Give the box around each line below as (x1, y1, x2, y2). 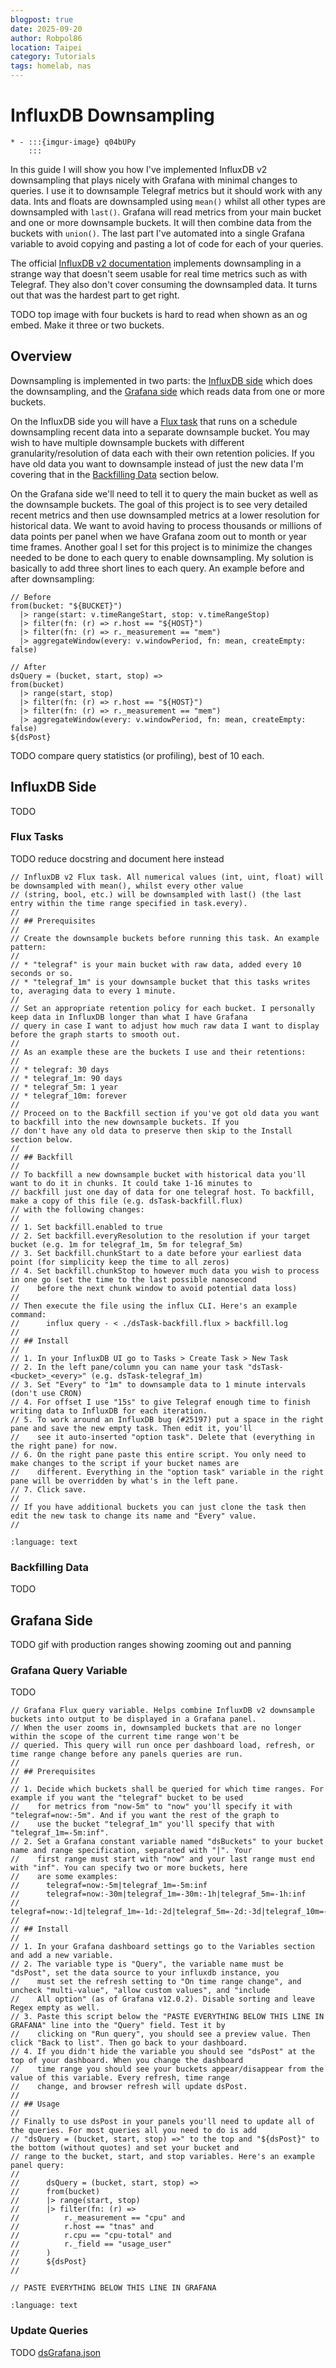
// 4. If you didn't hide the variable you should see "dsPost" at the (10, 2047, 315, 2057)
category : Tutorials (10, 52, 97, 62)
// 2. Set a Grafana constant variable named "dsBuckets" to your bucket (10, 1837, 325, 1847)
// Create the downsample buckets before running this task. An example (10, 933, 320, 943)
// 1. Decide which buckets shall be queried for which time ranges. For (10, 1784, 325, 1795)
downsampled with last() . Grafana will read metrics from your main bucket (10, 206, 322, 218)
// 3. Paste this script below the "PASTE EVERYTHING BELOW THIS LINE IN (10, 2012, 325, 2022)
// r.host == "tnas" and (10, 2222, 155, 2232)
